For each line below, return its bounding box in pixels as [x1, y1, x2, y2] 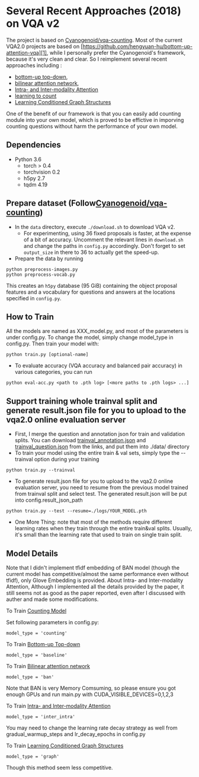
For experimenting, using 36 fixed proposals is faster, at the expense [23, 229, 191, 237]
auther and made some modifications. [6, 596, 99, 603]
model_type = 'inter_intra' [6, 714, 76, 720]
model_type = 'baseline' [6, 652, 68, 658]
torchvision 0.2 [23, 168, 60, 175]
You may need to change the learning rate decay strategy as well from [6, 724, 178, 731]
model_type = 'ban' [6, 674, 54, 680]
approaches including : [6, 61, 62, 69]
